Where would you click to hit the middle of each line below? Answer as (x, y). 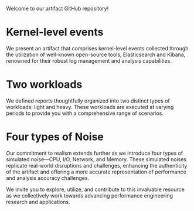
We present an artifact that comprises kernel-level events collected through (97, 48)
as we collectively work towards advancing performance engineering (90, 195)
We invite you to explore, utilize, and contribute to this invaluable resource (95, 189)
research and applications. (38, 202)
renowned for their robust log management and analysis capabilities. (89, 60)
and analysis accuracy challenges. (48, 178)
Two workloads (44, 85)
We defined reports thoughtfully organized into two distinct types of (88, 101)
